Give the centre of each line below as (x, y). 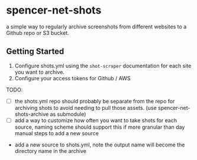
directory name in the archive (51, 151)
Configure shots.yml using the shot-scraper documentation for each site (103, 66)
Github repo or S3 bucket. (38, 32)
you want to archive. (40, 72)
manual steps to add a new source (56, 133)
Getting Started (35, 52)
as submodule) (68, 114)
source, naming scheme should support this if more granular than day (100, 127)
